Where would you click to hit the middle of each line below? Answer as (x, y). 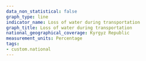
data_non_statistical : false (42, 11)
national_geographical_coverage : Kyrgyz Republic (68, 33)
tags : (13, 44)
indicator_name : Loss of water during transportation (73, 22)
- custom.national (28, 49)
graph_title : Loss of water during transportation (69, 28)
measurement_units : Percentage (44, 38)
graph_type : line (27, 17)
